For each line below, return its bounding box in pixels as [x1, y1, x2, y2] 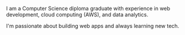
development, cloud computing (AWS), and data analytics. [6, 11, 148, 18]
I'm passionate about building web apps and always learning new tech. [6, 23, 180, 29]
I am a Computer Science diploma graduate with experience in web [6, 5, 171, 12]
